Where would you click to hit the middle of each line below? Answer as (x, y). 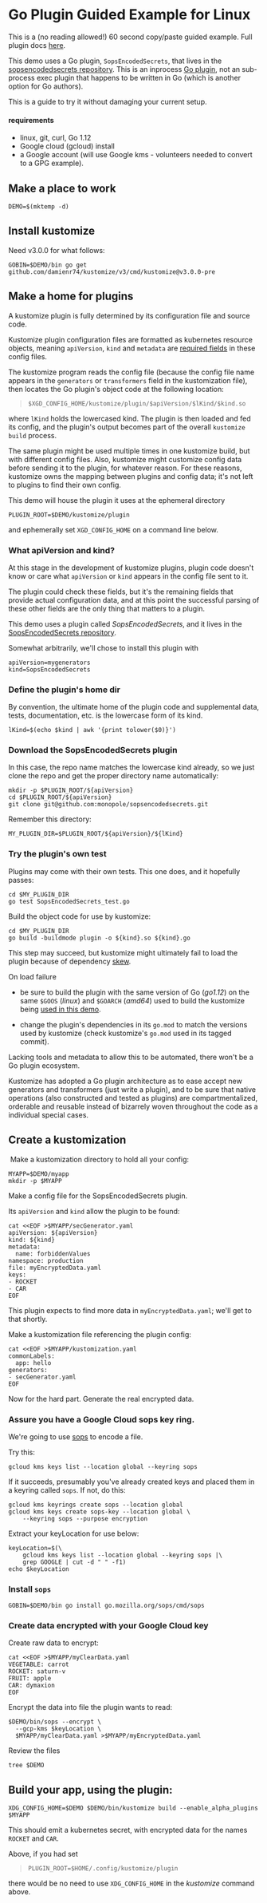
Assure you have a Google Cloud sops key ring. (102, 1419)
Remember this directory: (50, 819)
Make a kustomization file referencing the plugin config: (100, 1334)
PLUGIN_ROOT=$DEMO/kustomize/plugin (69, 515)
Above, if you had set (43, 1854)
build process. (33, 435)
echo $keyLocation (39, 1569)
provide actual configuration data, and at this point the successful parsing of (134, 599)
